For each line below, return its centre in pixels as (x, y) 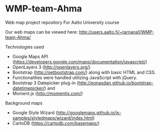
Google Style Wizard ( (35, 113)
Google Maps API (30, 56)
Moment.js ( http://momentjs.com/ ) (47, 93)
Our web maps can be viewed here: (41, 32)
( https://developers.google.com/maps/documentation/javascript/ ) (80, 62)
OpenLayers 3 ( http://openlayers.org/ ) (51, 67)
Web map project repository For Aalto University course (62, 22)
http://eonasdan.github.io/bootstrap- (116, 83)
